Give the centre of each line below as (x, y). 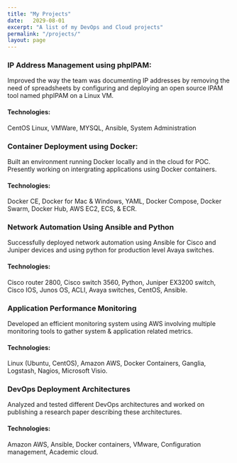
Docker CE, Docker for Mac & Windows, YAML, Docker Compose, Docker (115, 201)
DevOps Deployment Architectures (69, 389)
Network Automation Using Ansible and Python (91, 227)
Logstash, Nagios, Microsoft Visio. (57, 371)
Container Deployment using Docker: (73, 146)
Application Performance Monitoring (72, 308)
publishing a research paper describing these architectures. (95, 412)
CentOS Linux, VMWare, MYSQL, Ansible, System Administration (102, 128)
